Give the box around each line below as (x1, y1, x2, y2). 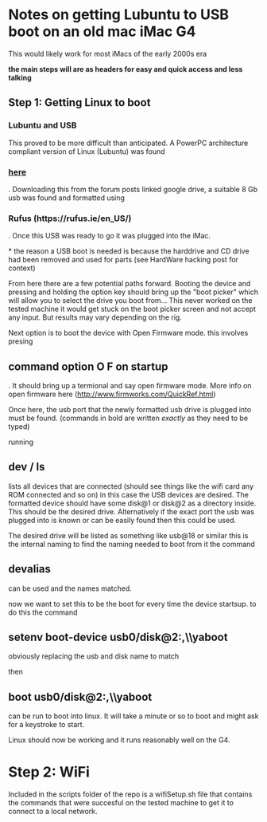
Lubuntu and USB (8, 120, 77, 131)
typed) (8, 422, 30, 431)
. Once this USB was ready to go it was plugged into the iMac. (8, 231, 211, 241)
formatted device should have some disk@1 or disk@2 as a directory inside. (8, 498, 257, 508)
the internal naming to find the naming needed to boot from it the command (8, 539, 256, 549)
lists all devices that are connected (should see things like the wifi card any (8, 481, 254, 491)
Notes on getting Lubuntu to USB (8, 6, 229, 24)
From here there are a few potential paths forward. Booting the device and (8, 279, 251, 289)
